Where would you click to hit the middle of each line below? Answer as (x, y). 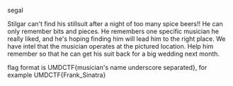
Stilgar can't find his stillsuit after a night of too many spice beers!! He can (115, 24)
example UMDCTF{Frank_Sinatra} (57, 75)
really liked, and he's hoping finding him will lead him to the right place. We (116, 39)
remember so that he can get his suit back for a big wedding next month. (114, 54)
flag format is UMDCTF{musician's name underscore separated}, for (107, 67)
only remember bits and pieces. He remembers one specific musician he (113, 31)
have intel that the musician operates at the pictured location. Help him (110, 46)
